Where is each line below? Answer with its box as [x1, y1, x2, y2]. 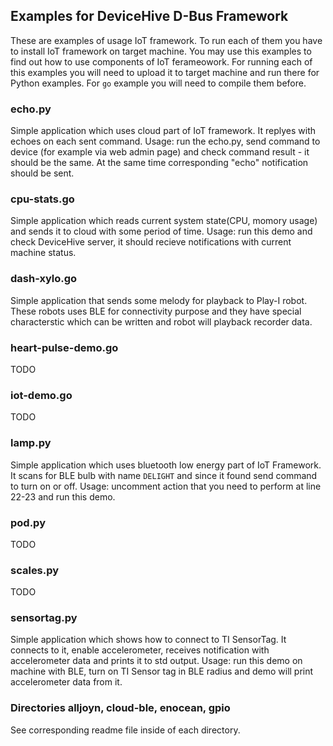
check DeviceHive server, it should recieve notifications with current [10, 236, 292, 248]
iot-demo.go [10, 388, 73, 402]
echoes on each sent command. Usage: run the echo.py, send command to [10, 135, 321, 148]
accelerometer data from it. [10, 676, 123, 688]
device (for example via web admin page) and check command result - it [10, 146, 310, 158]
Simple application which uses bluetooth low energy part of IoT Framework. [10, 459, 322, 471]
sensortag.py [10, 611, 78, 625]
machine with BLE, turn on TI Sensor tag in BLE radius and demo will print [10, 665, 314, 678]
